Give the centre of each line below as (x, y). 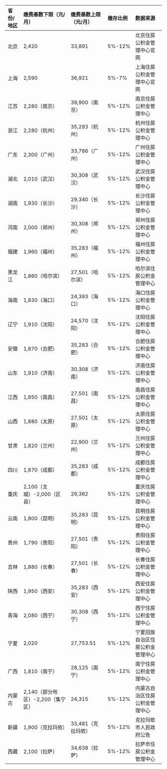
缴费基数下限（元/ (44, 14)
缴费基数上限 (85, 14)
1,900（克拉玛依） (45, 727)
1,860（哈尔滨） (43, 276)
